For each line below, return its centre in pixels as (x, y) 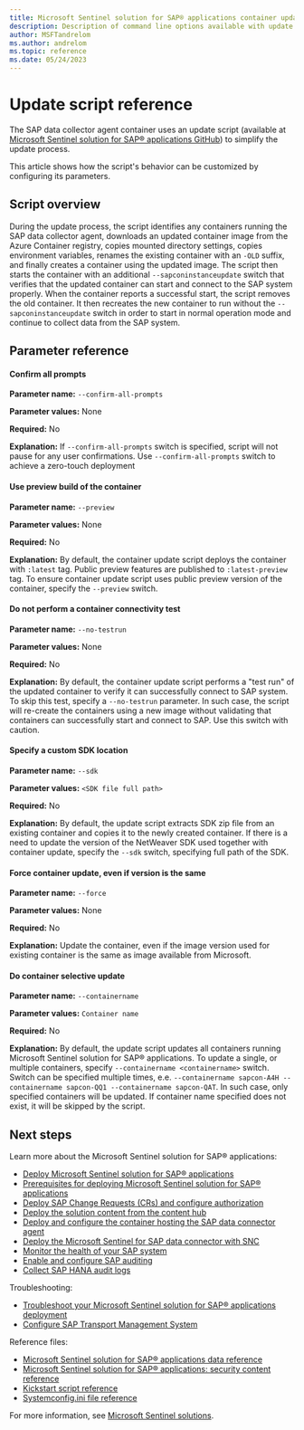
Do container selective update (67, 976)
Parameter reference (69, 351)
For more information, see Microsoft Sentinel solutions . (112, 1416)
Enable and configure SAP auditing (87, 1261)
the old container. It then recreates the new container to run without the (142, 303)
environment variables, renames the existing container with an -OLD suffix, (147, 255)
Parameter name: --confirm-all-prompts (86, 394)
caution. (24, 729)
